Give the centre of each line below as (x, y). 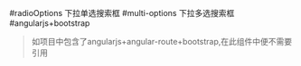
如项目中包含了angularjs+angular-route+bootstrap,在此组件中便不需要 (162, 41)
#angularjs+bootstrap (50, 23)
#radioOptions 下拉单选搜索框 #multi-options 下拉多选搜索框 (122, 13)
